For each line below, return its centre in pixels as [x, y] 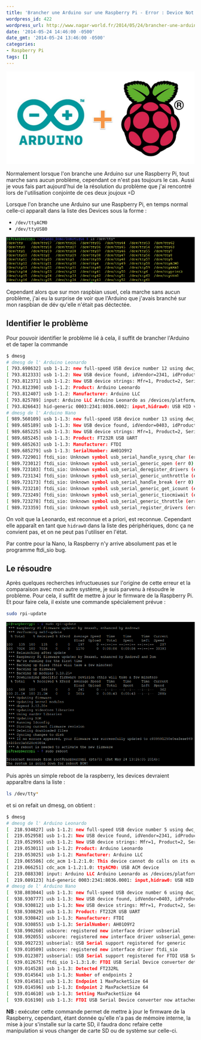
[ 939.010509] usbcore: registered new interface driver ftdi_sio [92, 950]
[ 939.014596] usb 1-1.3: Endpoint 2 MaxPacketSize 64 [77, 988]
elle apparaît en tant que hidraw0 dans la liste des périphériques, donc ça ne [100, 525]
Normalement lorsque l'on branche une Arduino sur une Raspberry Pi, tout [98, 173]
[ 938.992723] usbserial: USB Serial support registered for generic [96, 944]
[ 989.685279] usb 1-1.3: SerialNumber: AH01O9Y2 [69, 451]
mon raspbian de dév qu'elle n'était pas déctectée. [69, 304]
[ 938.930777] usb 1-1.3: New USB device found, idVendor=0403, [89, 899]
